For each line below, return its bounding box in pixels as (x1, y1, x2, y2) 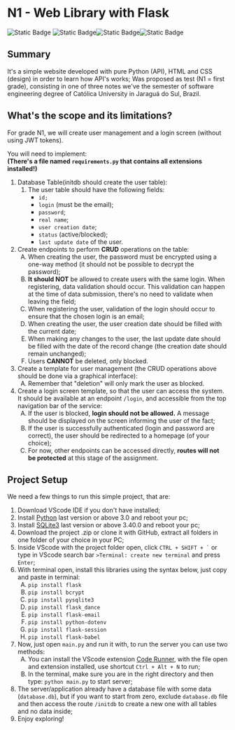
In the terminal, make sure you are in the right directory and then (27, 670, 214, 678)
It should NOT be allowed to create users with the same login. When (27, 275, 225, 283)
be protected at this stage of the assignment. (27, 454, 159, 462)
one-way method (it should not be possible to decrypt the (27, 259, 194, 268)
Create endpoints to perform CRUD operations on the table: (17, 245, 190, 253)
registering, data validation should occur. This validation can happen (27, 282, 225, 290)
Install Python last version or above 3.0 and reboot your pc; (17, 513, 189, 522)
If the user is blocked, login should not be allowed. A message (27, 409, 210, 417)
